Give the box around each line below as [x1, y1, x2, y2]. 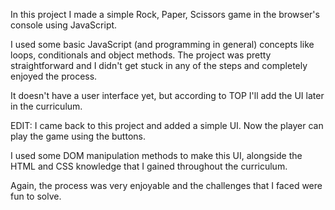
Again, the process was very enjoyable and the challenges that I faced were [10, 180, 323, 191]
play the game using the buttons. [10, 130, 146, 142]
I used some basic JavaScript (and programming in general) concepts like [10, 39, 315, 50]
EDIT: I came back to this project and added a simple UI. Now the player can [10, 120, 324, 131]
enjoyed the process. [10, 70, 98, 82]
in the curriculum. [10, 100, 83, 112]
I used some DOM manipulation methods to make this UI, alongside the [10, 150, 303, 161]
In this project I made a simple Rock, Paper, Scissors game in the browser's [10, 9, 320, 20]
